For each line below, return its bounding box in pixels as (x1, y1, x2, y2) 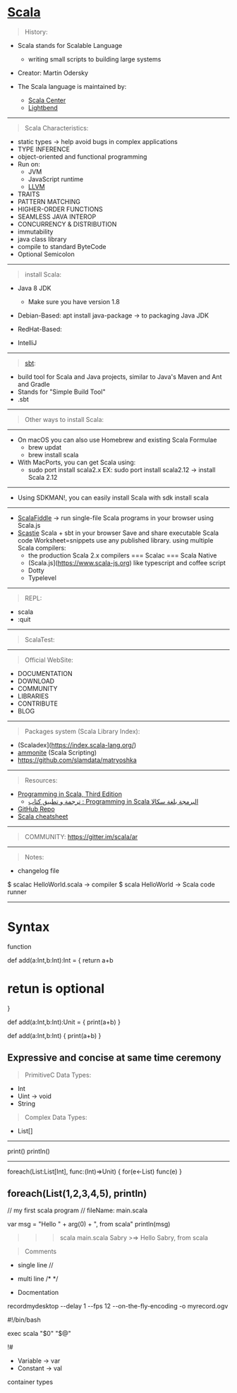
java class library (17, 234, 67, 243)
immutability (17, 227, 54, 236)
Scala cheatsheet (17, 812, 68, 821)
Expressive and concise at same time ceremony (7, 1052, 222, 1064)
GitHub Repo (17, 804, 55, 813)
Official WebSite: (24, 656, 74, 664)
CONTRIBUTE (17, 699, 59, 708)
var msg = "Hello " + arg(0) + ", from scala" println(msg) (7, 1220, 171, 1229)
